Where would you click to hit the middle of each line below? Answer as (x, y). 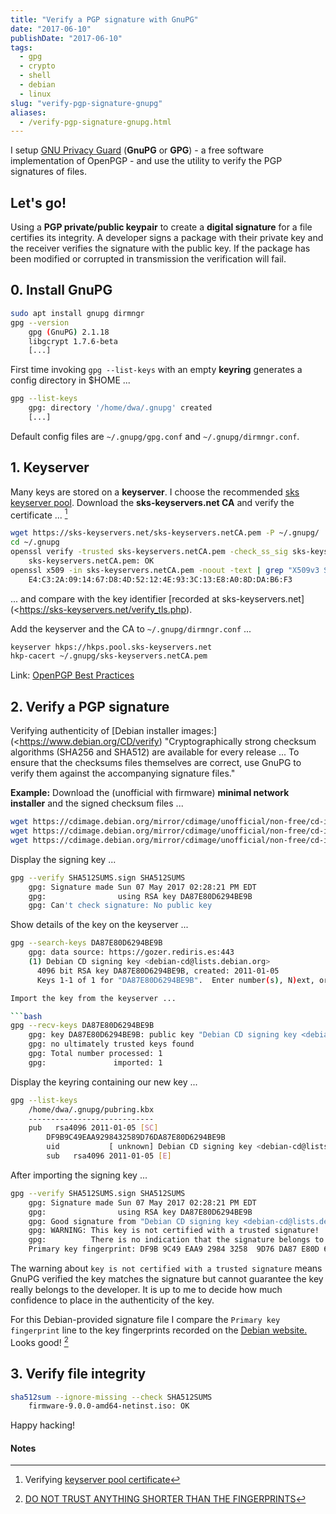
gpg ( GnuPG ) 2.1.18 (69, 332)
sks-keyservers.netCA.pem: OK (91, 561)
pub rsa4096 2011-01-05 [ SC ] (93, 1128)
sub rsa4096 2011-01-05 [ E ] (109, 1156)
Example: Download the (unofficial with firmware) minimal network (150, 793)
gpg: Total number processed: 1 (95, 1054)
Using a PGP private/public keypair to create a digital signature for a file (161, 227)
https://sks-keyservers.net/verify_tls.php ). (106, 609)
